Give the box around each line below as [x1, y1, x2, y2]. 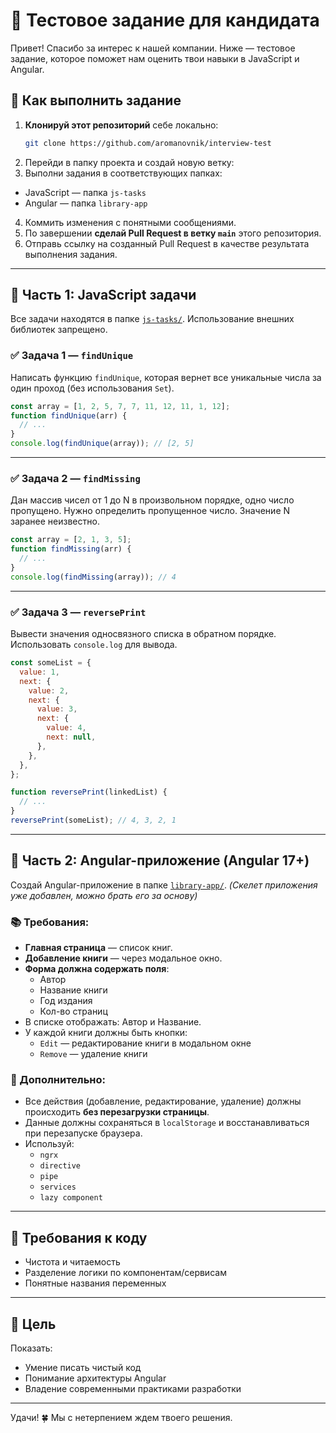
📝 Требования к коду [10, 1229, 148, 1246]
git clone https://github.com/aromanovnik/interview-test [24, 138, 272, 148]
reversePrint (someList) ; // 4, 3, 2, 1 [10, 815, 177, 826]
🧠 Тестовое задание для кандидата [10, 9, 320, 32]
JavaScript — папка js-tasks [24, 186, 147, 198]
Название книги [39, 984, 108, 996]
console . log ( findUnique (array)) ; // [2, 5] [10, 439, 195, 449]
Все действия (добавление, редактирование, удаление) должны [24, 1095, 302, 1108]
